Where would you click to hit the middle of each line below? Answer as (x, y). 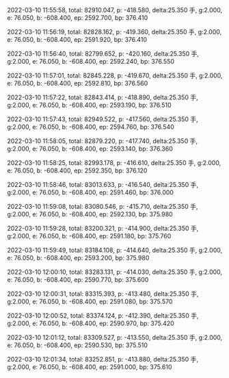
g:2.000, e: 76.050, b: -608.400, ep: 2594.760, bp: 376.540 (91, 127)
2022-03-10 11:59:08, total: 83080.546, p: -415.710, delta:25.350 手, (103, 206)
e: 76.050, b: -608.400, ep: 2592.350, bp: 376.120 (77, 171)
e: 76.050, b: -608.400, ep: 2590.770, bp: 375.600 (78, 280)
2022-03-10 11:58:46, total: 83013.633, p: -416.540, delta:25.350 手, (103, 185)
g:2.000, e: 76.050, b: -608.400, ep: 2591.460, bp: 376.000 (91, 192)
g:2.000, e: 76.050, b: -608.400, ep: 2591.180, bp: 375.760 (89, 236)
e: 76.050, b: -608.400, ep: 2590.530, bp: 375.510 (78, 345)
